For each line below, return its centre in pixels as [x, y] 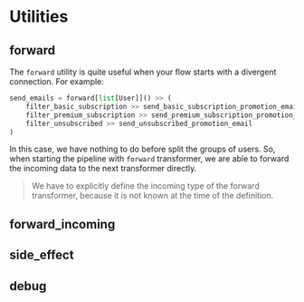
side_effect [42, 255]
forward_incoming [62, 224]
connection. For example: [57, 82]
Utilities [39, 17]
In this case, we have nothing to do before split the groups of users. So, [142, 149]
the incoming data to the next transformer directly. [103, 169]
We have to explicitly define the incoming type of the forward [145, 186]
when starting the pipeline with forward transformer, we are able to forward [149, 159]
